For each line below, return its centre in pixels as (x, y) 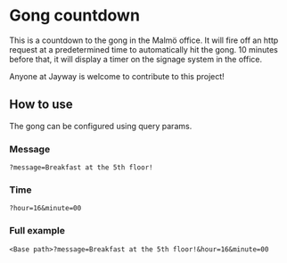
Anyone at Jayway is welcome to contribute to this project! (117, 76)
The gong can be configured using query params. (101, 126)
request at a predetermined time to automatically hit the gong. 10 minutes (143, 49)
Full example (37, 231)
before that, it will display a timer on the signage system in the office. (136, 59)
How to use (41, 105)
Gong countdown (75, 16)
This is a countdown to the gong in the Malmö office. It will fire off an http (144, 40)
